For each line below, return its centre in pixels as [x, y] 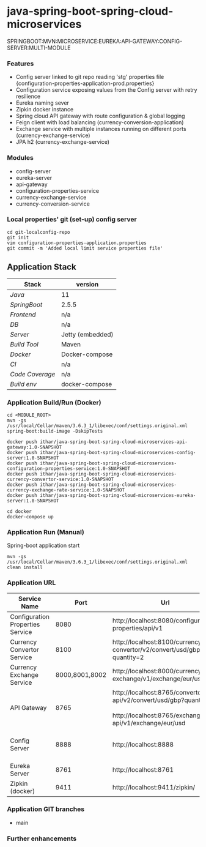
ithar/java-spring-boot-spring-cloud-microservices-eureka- [118, 495]
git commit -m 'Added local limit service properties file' [85, 248]
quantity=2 [128, 657]
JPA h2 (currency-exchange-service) [62, 142]
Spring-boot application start [43, 545]
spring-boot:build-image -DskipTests [55, 431]
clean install [25, 567]
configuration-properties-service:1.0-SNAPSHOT [69, 468]
